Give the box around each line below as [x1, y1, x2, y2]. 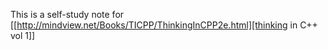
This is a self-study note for [10, 9, 125, 20]
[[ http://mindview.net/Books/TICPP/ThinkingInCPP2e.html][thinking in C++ [10, 19, 318, 31]
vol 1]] [10, 30, 36, 41]
